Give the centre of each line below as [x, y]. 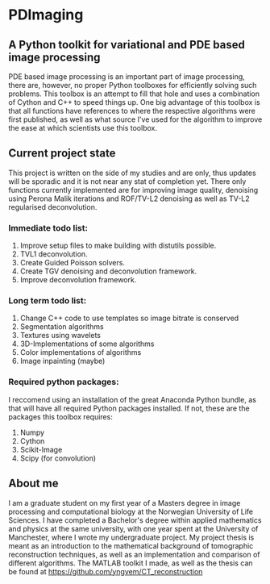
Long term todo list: [48, 301]
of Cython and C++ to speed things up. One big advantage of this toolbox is [134, 102]
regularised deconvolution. [53, 206]
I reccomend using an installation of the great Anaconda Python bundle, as [132, 399]
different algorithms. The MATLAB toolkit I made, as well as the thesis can [131, 563]
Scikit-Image [41, 449]
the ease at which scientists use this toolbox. [83, 128]
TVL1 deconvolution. [54, 254]
